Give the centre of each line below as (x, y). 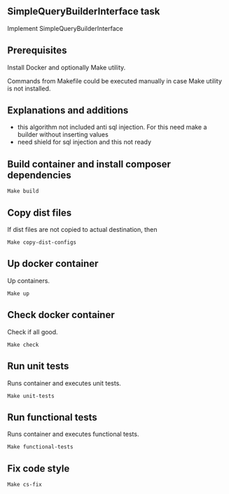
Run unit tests (38, 366)
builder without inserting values (63, 135)
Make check (23, 345)
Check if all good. (33, 331)
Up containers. (29, 280)
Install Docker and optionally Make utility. (67, 67)
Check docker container (61, 315)
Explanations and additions (68, 110)
